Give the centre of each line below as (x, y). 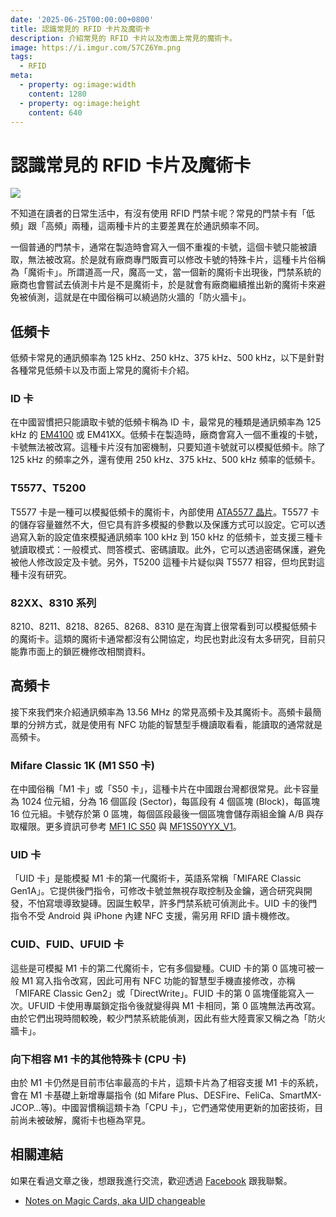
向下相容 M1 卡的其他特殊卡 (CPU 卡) (98, 1059)
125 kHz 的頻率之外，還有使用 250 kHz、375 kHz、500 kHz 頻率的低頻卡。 (165, 460)
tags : (21, 57)
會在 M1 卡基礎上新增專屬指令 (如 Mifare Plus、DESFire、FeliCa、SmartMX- (166, 1095)
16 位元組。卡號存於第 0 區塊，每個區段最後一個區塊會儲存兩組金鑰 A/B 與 (163, 814)
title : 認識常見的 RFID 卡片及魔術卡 (80, 29)
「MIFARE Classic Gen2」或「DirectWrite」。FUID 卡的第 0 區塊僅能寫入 (158, 993)
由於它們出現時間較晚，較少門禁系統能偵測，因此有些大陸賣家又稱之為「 (159, 1018)
